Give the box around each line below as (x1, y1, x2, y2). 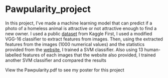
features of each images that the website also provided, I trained (22, 51, 156, 58)
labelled (5, 51, 22, 58)
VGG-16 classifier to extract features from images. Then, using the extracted (5, 36, 163, 42)
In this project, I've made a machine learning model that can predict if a (5, 20, 152, 26)
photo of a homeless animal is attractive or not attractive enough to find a (5, 25, 157, 31)
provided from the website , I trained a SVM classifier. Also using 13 (5, 46, 143, 52)
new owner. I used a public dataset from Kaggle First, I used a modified (5, 30, 152, 36)
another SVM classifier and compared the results (5, 57, 107, 63)
